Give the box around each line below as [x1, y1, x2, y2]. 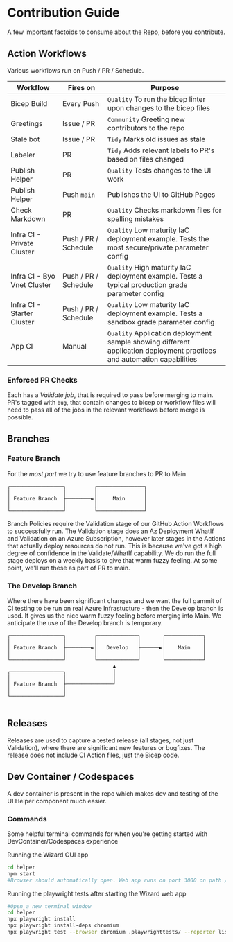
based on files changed [107, 154, 184, 164]
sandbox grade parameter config [107, 317, 215, 326]
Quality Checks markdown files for [107, 205, 222, 215]
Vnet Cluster [10, 279, 52, 289]
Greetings [10, 119, 43, 128]
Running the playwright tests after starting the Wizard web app [7, 889, 187, 898]
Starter [10, 308, 33, 318]
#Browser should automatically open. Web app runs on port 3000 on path [7, 877, 222, 884]
